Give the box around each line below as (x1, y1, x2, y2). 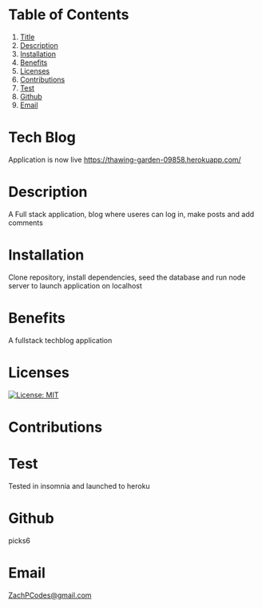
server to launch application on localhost (8, 280, 142, 290)
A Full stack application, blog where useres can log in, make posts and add (8, 209, 255, 219)
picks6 (8, 535, 30, 546)
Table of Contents (8, 6, 129, 24)
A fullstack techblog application (8, 335, 113, 345)
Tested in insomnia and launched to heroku (8, 481, 150, 490)
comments (8, 218, 44, 227)
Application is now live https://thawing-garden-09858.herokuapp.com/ (8, 155, 241, 164)
